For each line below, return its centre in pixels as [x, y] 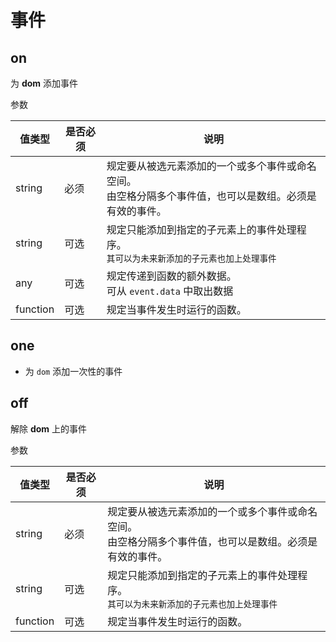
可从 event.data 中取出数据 [170, 291]
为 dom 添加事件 [44, 83]
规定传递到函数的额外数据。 [171, 276]
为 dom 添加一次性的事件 [73, 371]
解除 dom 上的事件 [49, 428]
